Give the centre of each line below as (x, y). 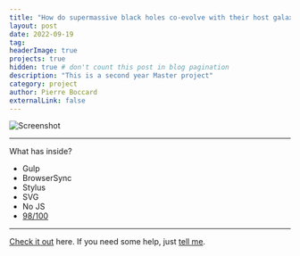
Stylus (34, 187)
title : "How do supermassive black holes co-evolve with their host (139, 17)
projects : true (37, 59)
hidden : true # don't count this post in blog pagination (119, 68)
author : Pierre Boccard (54, 92)
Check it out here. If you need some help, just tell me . (108, 242)
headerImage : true (43, 51)
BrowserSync (47, 178)
